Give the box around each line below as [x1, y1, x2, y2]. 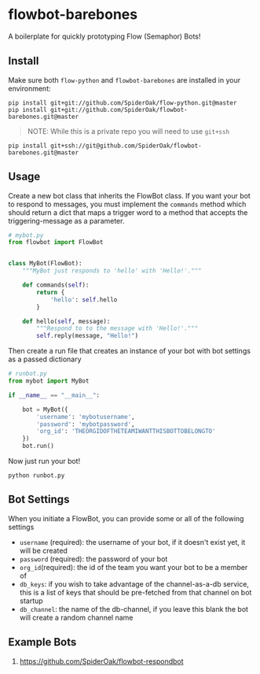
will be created [19, 546, 68, 555]
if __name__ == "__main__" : [8, 391, 101, 399]
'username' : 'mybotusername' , [36, 413, 135, 420]
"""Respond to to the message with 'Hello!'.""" [36, 324, 199, 332]
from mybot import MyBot [8, 377, 90, 385]
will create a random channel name [19, 613, 134, 622]
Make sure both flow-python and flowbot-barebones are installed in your [8, 75, 241, 84]
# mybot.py [8, 231, 44, 239]
